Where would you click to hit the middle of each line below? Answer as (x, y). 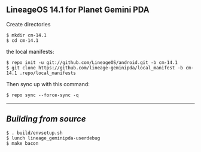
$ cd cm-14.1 (22, 40)
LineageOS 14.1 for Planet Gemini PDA (78, 10)
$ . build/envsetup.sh (34, 133)
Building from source (46, 119)
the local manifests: (31, 51)
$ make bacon (22, 143)
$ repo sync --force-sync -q (42, 95)
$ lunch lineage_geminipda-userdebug (53, 138)
